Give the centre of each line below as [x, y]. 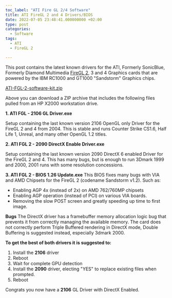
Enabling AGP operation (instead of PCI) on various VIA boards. [80, 196]
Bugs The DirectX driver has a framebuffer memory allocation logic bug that [86, 216]
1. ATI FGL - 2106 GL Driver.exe [39, 113]
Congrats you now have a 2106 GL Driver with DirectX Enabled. [72, 289]
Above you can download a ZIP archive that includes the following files [80, 98]
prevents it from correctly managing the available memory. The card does [83, 222]
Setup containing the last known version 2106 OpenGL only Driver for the [83, 123]
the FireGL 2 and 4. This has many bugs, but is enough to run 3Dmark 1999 [85, 159]
